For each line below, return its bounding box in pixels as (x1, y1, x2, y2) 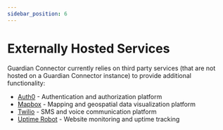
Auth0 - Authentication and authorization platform (17, 92, 163, 100)
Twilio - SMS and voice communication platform (17, 107, 157, 116)
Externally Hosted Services (7, 40, 170, 56)
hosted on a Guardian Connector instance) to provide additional (7, 71, 192, 79)
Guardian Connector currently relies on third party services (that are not (7, 64, 216, 72)
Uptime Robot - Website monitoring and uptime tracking (17, 115, 180, 123)
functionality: (7, 79, 46, 87)
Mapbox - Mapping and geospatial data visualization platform (17, 100, 196, 108)
